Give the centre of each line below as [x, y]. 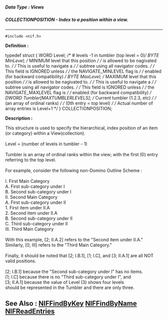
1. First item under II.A [27, 208]
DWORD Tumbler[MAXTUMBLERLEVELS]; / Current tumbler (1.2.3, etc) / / [81, 98]
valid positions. [21, 261]
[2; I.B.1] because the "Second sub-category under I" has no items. [74, 272]
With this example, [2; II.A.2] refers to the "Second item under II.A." [74, 240]
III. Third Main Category [29, 229]
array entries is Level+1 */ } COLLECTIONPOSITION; [59, 109]
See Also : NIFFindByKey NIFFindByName [71, 303]
